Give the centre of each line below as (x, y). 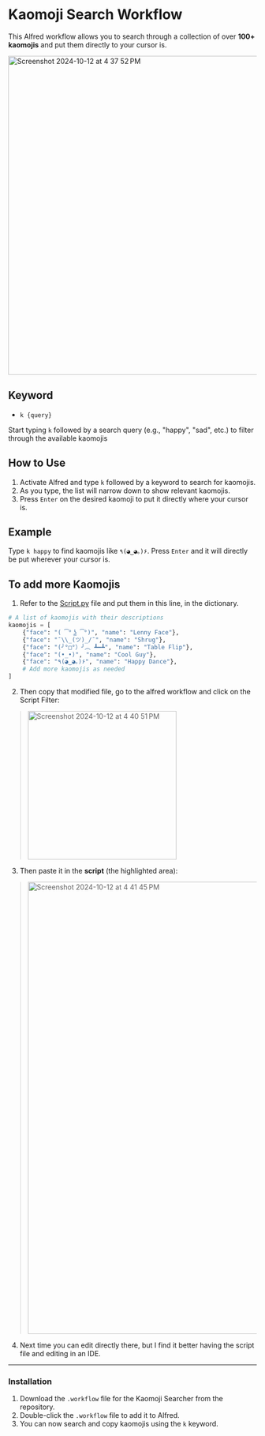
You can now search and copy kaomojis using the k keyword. (119, 1424)
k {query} (36, 415)
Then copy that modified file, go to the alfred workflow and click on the (135, 692)
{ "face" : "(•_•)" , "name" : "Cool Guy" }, (90, 654)
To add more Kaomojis (64, 584)
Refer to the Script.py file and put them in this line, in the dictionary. (129, 603)
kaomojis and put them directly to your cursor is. (88, 44)
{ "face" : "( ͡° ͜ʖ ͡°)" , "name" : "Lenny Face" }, (101, 632)
